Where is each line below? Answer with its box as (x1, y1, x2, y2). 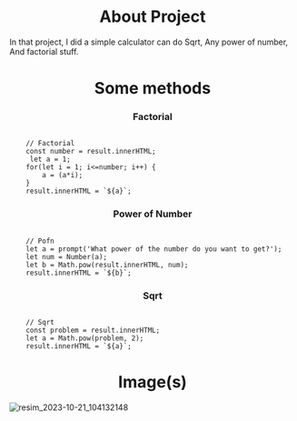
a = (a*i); (42, 171, 84, 180)
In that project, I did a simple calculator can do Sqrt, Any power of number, (9, 36, 289, 47)
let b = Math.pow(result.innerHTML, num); (25, 260, 189, 269)
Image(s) (117, 372, 188, 393)
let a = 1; (29, 155, 71, 165)
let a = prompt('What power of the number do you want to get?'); (25, 244, 282, 254)
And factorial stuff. (9, 45, 79, 56)
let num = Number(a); (25, 252, 107, 261)
